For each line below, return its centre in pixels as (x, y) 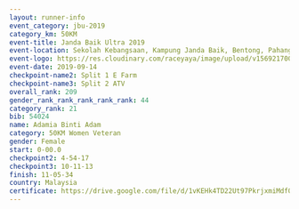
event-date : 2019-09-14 (53, 68)
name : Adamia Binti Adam (55, 125)
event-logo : (31, 59)
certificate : (33, 191)
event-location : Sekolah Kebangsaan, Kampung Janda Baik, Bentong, (137, 51)
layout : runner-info (48, 17)
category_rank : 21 (43, 109)
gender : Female (37, 141)
